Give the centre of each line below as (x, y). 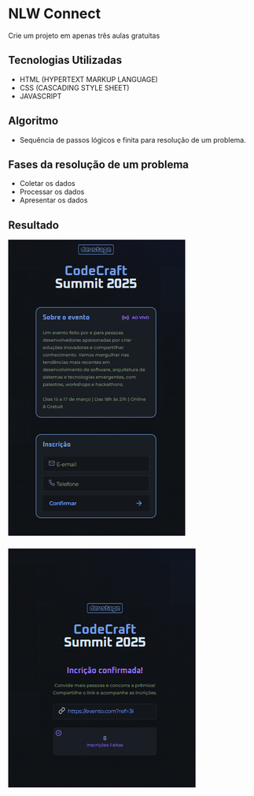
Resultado (33, 225)
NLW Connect (54, 14)
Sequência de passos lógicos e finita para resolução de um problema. (133, 139)
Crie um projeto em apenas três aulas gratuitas (84, 35)
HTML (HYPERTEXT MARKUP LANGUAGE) (89, 79)
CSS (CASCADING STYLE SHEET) (74, 87)
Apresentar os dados (53, 200)
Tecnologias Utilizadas (65, 60)
